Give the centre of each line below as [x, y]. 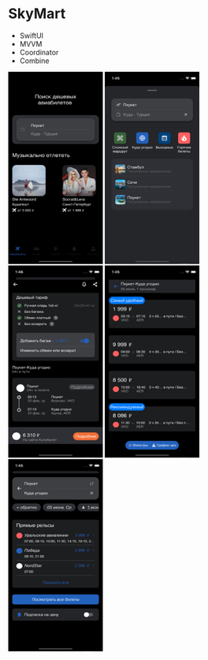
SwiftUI [32, 35]
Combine [34, 61]
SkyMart [37, 14]
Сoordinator [39, 52]
